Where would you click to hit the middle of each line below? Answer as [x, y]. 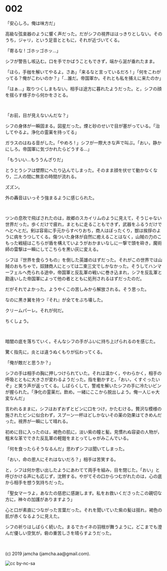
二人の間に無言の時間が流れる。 [47, 176]
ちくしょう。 [18, 321]
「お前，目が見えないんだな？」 [38, 115]
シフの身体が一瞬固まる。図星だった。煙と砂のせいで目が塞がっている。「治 [83, 126]
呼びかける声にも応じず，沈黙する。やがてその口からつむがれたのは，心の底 [83, 476]
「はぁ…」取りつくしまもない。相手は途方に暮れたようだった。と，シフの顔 [83, 88]
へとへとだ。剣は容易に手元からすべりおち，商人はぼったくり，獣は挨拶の [81, 230]
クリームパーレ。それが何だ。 [36, 310]
